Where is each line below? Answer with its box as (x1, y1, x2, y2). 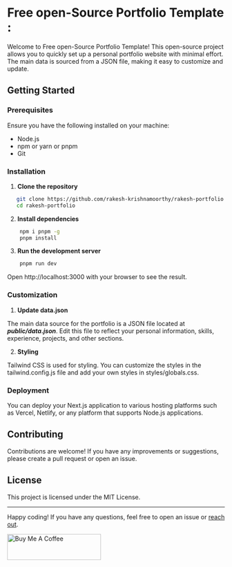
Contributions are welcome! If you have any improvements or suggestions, (7, 447, 219, 455)
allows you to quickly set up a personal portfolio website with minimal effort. (7, 50, 224, 58)
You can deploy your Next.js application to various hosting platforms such (7, 401, 217, 409)
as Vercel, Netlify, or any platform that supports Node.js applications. (7, 408, 204, 417)
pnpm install (19, 234, 57, 242)
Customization (7, 290, 58, 300)
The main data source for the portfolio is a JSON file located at (7, 319, 185, 327)
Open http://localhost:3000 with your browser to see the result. (7, 273, 188, 281)
